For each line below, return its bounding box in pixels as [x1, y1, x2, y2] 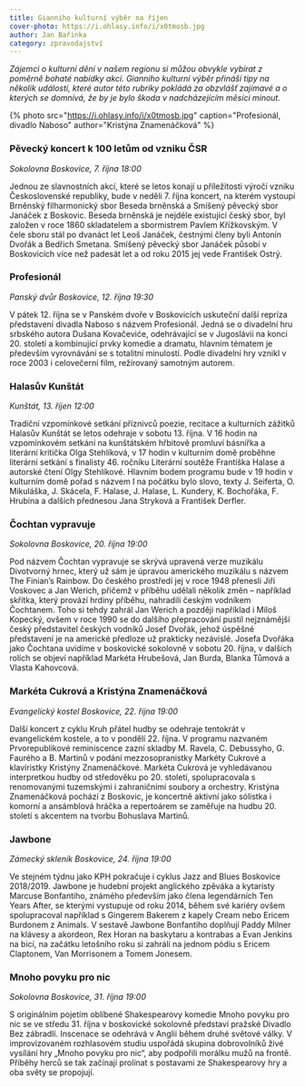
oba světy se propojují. [9, 1067, 95, 1078]
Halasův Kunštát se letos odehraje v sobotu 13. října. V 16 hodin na [9, 428, 258, 439]
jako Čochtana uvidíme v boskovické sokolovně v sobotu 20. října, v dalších [9, 643, 292, 654]
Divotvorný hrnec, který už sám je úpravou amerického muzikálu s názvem [9, 566, 289, 577]
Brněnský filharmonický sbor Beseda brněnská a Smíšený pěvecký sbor [9, 200, 279, 211]
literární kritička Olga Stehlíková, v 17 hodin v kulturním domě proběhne [9, 447, 276, 459]
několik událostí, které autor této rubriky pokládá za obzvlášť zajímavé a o [9, 83, 288, 94]
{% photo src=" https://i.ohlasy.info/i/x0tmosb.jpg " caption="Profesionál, [9, 110, 281, 121]
